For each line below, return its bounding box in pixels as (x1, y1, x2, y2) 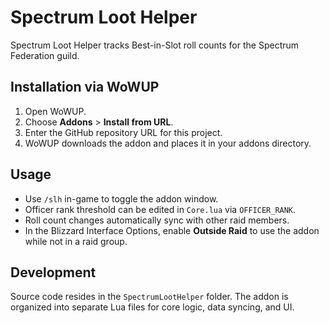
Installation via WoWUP (10, 79, 160, 96)
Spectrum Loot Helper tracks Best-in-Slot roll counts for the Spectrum (10, 39, 300, 51)
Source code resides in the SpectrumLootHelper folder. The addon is (10, 291, 289, 303)
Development (10, 264, 97, 281)
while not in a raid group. (24, 235, 128, 247)
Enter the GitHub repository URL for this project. (24, 126, 223, 138)
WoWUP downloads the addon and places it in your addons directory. (24, 137, 312, 149)
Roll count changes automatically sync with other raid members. (24, 214, 290, 226)
